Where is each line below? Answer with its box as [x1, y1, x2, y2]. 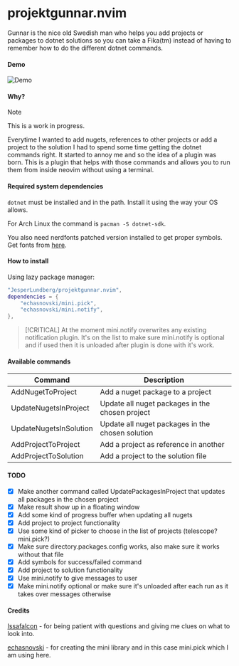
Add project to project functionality [17, 518, 121, 527]
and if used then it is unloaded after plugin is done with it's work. [24, 341, 215, 349]
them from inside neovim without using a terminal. [7, 166, 154, 174]
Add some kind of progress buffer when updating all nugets [17, 510, 193, 519]
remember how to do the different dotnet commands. [7, 43, 164, 52]
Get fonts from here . [7, 240, 67, 249]
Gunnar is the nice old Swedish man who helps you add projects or [7, 28, 204, 37]
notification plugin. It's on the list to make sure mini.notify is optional [24, 333, 225, 342]
